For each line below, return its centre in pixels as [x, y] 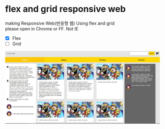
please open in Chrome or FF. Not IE [42, 28]
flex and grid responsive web [66, 9]
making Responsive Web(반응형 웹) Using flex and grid [60, 23]
